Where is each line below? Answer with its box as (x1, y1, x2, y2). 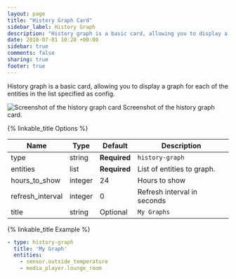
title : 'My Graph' (13, 245, 68, 252)
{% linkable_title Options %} (7, 124, 88, 132)
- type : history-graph (7, 238, 74, 246)
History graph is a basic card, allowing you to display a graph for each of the (7, 82, 228, 90)
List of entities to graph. (137, 164, 216, 174)
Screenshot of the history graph (122, 103, 216, 111)
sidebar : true (7, 43, 49, 50)
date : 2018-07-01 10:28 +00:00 (7, 37, 99, 44)
